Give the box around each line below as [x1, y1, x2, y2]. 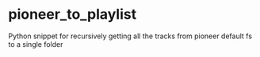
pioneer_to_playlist [8, 5, 137, 23]
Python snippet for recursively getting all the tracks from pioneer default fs [8, 31, 252, 41]
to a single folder [8, 39, 63, 48]
